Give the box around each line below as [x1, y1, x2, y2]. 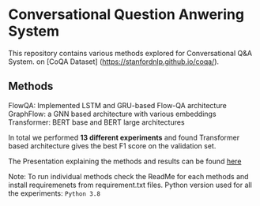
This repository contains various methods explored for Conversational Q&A [8, 48, 253, 58]
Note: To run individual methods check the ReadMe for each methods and [8, 171, 249, 181]
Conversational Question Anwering [8, 6, 245, 24]
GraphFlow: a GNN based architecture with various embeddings [8, 109, 217, 118]
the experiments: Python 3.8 [8, 188, 101, 198]
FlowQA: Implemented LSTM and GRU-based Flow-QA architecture [8, 100, 227, 110]
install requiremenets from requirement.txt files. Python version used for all [8, 180, 253, 189]
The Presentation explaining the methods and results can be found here [8, 156, 242, 166]
